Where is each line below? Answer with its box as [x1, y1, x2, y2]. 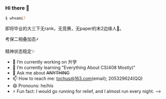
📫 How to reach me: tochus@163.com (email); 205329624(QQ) [12, 75, 143, 81]
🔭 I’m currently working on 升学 [12, 59, 77, 65]
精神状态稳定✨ [5, 48, 35, 54]
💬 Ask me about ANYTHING [12, 70, 70, 76]
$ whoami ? [5, 16, 26, 21]
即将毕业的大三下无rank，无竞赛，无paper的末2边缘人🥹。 [5, 25, 124, 31]
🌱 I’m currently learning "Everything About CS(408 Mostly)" [12, 64, 136, 70]
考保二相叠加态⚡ [5, 36, 39, 42]
